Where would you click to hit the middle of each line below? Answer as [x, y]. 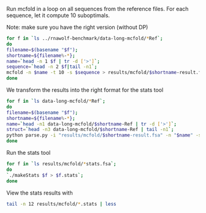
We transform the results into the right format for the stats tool [85, 90]
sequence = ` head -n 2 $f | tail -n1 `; [52, 67]
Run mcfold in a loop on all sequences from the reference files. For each [97, 9]
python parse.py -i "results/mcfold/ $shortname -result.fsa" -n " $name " [100, 135]
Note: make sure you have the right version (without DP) [77, 27]
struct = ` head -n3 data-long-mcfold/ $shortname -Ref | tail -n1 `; [90, 130]
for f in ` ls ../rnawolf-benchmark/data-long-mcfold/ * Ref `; [85, 39]
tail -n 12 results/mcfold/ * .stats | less [61, 204]
